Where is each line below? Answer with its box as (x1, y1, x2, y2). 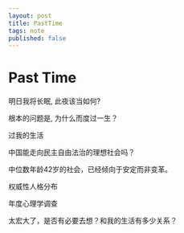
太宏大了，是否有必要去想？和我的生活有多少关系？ (8, 216, 178, 226)
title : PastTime (8, 19, 63, 27)
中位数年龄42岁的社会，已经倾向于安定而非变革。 (8, 165, 173, 174)
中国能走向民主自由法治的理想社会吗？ (8, 148, 135, 157)
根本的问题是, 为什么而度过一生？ (8, 113, 118, 123)
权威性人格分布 (8, 182, 58, 191)
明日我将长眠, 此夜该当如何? (8, 96, 101, 106)
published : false (8, 34, 67, 43)
